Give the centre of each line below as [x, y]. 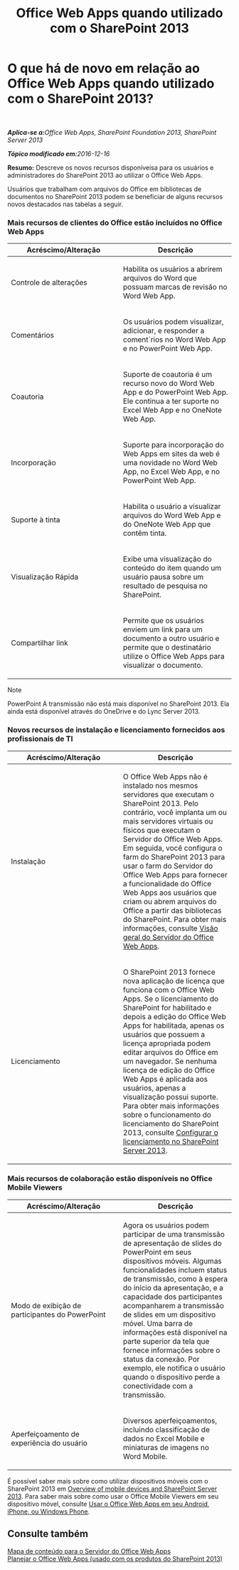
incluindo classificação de [166, 1429]
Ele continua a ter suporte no [171, 401]
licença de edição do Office [169, 1070]
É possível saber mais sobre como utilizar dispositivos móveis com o [108, 1481]
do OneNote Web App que [167, 525]
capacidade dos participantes [173, 1297]
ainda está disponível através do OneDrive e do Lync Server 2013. [104, 711]
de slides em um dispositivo [170, 1315]
